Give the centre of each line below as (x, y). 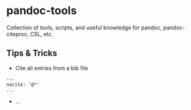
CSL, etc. (41, 34)
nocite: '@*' (23, 84)
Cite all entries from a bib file (52, 68)
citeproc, (18, 34)
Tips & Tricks (32, 53)
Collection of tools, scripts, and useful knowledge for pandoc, (84, 28)
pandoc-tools (42, 11)
